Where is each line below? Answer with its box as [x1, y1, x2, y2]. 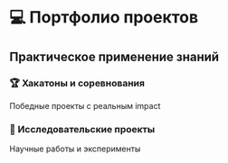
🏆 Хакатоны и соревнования [9, 77, 145, 89]
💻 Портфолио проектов [9, 7, 199, 28]
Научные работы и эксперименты [9, 143, 141, 154]
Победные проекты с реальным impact [9, 100, 161, 111]
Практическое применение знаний [9, 49, 220, 64]
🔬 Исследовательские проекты [9, 122, 156, 135]
